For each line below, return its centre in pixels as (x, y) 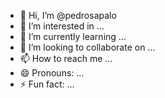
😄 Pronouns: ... (52, 73)
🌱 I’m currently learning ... (73, 36)
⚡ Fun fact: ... (47, 84)
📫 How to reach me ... (66, 58)
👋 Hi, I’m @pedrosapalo (68, 15)
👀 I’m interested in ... (62, 26)
